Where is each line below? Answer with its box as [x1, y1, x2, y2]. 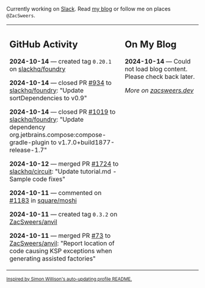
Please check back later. [124, 72, 195, 81]
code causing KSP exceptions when [9, 246, 112, 255]
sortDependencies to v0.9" [9, 94, 87, 102]
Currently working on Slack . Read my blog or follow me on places [6, 6, 171, 12]
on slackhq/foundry [9, 64, 66, 73]
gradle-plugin [9, 138, 50, 146]
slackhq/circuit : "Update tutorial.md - [9, 167, 117, 175]
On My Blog [124, 38, 177, 50]
